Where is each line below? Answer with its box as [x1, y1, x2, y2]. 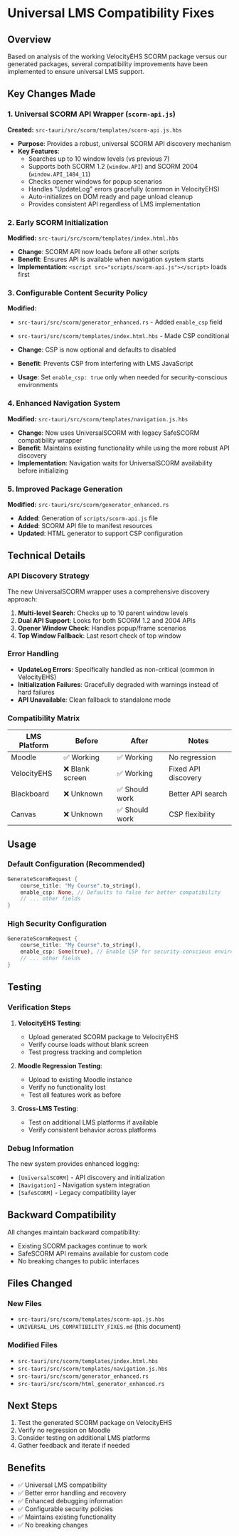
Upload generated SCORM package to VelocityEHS [28, 1032, 179, 1041]
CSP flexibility [169, 809, 216, 819]
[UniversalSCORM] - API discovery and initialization [17, 1173, 166, 1182]
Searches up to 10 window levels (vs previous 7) [28, 154, 170, 163]
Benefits [7, 1461, 46, 1474]
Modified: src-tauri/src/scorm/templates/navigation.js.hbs [7, 414, 188, 423]
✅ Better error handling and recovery [17, 1489, 127, 1498]
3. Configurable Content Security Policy [7, 288, 148, 298]
